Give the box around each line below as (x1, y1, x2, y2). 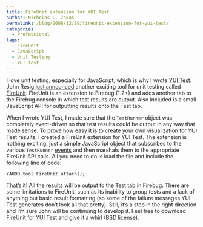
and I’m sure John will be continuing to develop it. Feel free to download (6, 207, 186, 214)
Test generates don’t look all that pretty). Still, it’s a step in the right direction (6, 201, 197, 208)
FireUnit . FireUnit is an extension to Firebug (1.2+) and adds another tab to (6, 89, 192, 97)
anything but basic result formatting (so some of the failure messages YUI (6, 194, 191, 202)
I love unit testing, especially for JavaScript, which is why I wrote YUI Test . (6, 76, 192, 84)
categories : (6, 25, 36, 32)
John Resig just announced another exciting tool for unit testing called (6, 83, 181, 90)
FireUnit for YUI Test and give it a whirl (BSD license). (6, 214, 139, 221)
